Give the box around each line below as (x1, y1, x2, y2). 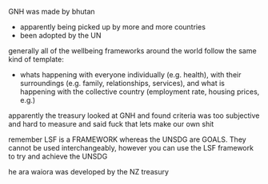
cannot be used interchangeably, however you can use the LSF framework (8, 143, 254, 152)
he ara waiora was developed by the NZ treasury (8, 167, 170, 176)
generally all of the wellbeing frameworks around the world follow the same (8, 46, 258, 55)
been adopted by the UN (19, 31, 102, 40)
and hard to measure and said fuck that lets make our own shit (8, 119, 214, 128)
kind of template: (8, 55, 64, 64)
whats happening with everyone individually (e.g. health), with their (19, 70, 242, 79)
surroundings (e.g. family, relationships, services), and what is (19, 79, 226, 88)
